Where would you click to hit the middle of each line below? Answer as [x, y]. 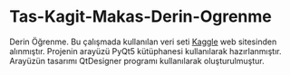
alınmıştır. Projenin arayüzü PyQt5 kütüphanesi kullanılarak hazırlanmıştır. [145, 51]
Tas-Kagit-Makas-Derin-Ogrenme [140, 17]
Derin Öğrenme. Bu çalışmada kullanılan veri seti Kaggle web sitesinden [143, 42]
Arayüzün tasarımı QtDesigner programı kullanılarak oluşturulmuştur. [137, 61]
